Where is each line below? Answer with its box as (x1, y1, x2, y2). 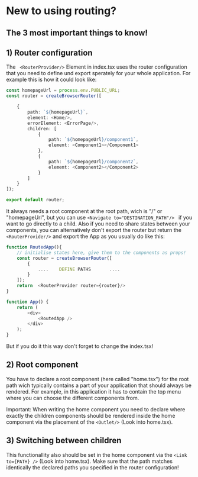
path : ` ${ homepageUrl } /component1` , (48, 137, 139, 143)
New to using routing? (6, 4, 117, 18)
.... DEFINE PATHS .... (37, 266, 120, 272)
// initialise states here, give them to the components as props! (17, 250, 186, 256)
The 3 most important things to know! (6, 28, 148, 38)
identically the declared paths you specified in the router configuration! (6, 463, 179, 471)
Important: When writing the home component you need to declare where (6, 405, 186, 412)
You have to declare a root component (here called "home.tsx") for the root (6, 375, 189, 382)
